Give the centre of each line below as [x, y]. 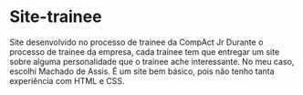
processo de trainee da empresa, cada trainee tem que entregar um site [145, 51]
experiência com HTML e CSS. [67, 80]
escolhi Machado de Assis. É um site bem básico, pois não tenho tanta [142, 71]
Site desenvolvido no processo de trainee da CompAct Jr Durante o [136, 42]
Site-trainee [56, 17]
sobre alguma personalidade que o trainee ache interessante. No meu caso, [152, 61]
